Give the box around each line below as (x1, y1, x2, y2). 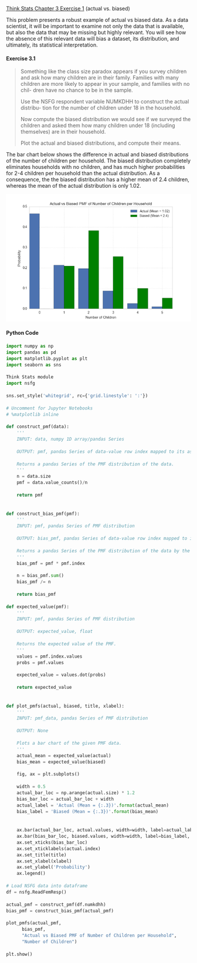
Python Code (6, 329, 39, 336)
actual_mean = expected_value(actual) (16, 752, 111, 758)
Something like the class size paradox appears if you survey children (20, 68, 187, 75)
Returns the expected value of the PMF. (16, 641, 117, 647)
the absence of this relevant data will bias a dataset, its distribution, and (6, 35, 179, 42)
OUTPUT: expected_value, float (16, 629, 93, 635)
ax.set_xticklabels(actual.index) (16, 845, 101, 852)
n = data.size (16, 474, 51, 479)
